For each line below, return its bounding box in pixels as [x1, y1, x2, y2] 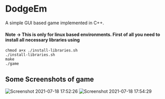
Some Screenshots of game [5, 75, 94, 83]
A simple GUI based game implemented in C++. [5, 20, 104, 26]
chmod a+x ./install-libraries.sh [5, 48, 78, 53]
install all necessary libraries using [5, 36, 80, 43]
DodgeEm [5, 3, 47, 15]
